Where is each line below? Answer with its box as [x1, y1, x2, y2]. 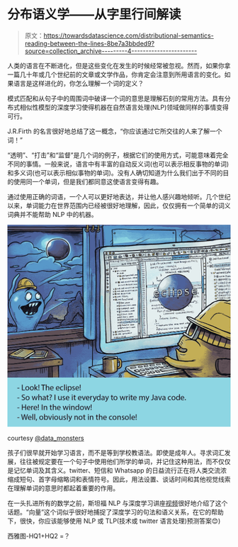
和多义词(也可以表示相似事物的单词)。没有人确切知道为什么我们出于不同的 [7, 168, 223, 177]
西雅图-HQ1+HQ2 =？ [7, 532, 71, 541]
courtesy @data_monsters [7, 434, 84, 443]
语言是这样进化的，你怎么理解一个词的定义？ [13, 79, 144, 87]
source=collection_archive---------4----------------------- [24, 47, 198, 55]
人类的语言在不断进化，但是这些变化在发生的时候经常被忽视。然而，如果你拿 [7, 61, 231, 69]
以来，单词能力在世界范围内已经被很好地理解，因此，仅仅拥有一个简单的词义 [7, 201, 231, 210]
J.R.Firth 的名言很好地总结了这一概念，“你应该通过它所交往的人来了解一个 [7, 127, 222, 135]
